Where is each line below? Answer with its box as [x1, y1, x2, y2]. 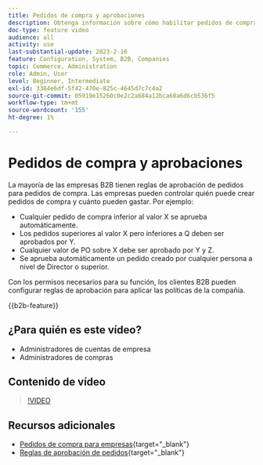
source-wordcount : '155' [8, 107, 89, 114]
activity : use [8, 41, 55, 49]
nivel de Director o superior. [19, 262, 110, 271]
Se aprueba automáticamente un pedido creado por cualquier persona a [19, 253, 253, 263]
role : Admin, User [8, 70, 68, 78]
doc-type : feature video [8, 26, 89, 34]
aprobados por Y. [19, 237, 76, 246]
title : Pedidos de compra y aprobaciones [8, 11, 146, 20]
